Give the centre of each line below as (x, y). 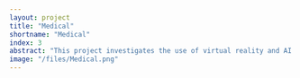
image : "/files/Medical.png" (64, 59)
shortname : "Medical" (50, 34)
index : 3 (26, 43)
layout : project (40, 17)
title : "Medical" (42, 26)
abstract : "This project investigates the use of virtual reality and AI (151, 51)
